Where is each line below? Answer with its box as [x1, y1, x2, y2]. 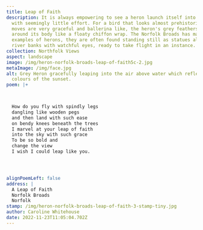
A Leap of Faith [11, 187, 53, 193]
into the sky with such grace [11, 132, 88, 138]
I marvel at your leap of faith [11, 126, 94, 132]
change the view [11, 143, 53, 149]
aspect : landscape [6, 54, 53, 60]
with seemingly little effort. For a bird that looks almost [11, 20, 169, 26]
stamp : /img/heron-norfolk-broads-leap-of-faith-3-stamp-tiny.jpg [6, 203, 177, 209]
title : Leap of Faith [6, 8, 61, 15]
